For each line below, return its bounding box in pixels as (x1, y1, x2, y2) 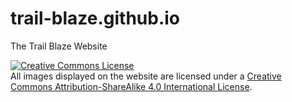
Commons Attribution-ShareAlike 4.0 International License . (10, 80, 253, 92)
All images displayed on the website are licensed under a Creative (10, 70, 282, 82)
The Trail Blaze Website (10, 40, 108, 52)
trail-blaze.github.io (10, 7, 181, 30)
